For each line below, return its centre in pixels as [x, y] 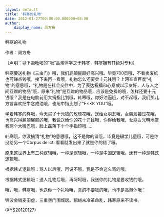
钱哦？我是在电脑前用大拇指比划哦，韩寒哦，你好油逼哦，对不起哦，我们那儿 [82, 97]
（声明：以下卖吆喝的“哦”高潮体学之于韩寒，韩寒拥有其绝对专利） [71, 63]
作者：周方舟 [18, 53]
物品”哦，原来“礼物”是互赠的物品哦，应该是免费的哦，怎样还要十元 [89, 91]
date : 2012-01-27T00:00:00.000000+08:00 [47, 18]
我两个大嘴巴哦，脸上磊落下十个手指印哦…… [50, 126]
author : [13, 23]
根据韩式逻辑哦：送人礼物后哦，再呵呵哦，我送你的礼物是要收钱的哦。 [76, 180]
